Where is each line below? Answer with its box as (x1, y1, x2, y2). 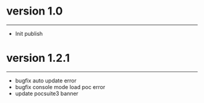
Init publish (15, 30, 43, 37)
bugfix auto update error (15, 77, 77, 84)
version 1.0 (6, 4, 63, 18)
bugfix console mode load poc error (15, 83, 106, 90)
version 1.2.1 (6, 51, 70, 65)
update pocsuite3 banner (15, 90, 79, 97)
